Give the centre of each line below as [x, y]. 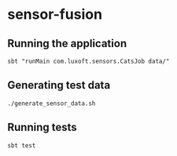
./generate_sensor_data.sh [52, 103]
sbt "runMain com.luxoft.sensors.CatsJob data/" [88, 61]
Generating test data [59, 85]
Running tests [42, 127]
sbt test [22, 145]
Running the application [67, 44]
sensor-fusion [55, 15]
